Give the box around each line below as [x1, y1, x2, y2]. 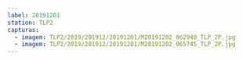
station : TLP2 [7, 19, 54, 26]
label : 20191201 [7, 11, 60, 19]
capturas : [7, 26, 40, 34]
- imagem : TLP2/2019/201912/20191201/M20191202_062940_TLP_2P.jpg [14, 33, 236, 41]
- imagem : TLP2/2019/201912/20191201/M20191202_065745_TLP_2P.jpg [14, 41, 236, 48]
